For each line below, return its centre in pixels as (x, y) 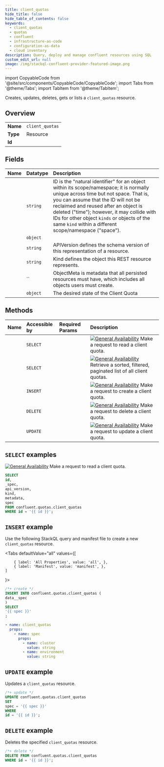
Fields (15, 159)
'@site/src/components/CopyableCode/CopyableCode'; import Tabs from (79, 83)
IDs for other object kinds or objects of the (102, 218)
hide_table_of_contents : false (37, 19)
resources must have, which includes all (99, 279)
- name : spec (27, 634)
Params (68, 330)
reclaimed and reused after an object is (98, 206)
